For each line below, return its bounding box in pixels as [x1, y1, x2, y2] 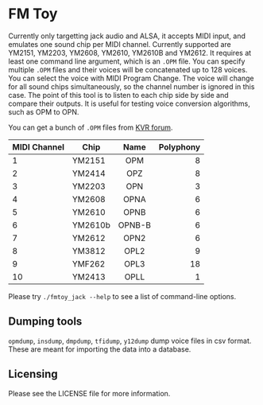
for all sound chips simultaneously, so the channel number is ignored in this [8, 81, 255, 92]
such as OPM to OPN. [8, 107, 79, 116]
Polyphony [158, 141, 201, 152]
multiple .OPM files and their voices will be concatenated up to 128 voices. [8, 64, 248, 74]
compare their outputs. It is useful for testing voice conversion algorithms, [8, 99, 250, 108]
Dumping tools [8, 315, 83, 329]
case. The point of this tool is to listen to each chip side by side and [8, 90, 229, 99]
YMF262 [72, 258, 106, 269]
